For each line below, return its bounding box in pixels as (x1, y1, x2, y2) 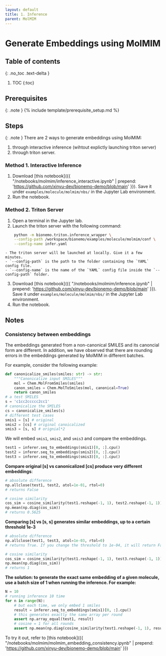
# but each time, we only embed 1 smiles (14, 603, 100, 608)
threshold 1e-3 (5, 524, 36, 530)
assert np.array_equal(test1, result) (14, 617, 94, 622)
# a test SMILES (5, 394, 39, 400)
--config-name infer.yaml (14, 241, 68, 247)
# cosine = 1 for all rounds (14, 621, 74, 626)
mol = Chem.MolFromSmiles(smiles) (14, 381, 85, 386)
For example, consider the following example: (5, 362, 98, 368)
